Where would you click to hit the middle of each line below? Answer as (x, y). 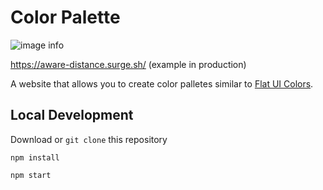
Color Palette (65, 17)
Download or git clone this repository (89, 139)
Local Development (72, 115)
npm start (31, 175)
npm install (35, 157)
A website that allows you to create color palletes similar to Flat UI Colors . (162, 83)
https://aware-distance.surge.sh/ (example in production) (128, 64)
